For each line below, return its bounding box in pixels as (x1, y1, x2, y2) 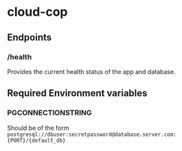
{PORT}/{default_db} (7, 137, 67, 144)
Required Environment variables (7, 87, 148, 100)
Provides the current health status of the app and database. (7, 67, 177, 75)
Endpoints (7, 32, 52, 43)
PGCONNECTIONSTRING (7, 108, 92, 117)
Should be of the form (7, 124, 69, 132)
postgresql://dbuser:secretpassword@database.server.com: (7, 131, 177, 138)
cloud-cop (7, 4, 68, 20)
